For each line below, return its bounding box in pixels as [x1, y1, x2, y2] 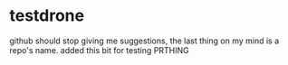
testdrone [9, 5, 84, 26]
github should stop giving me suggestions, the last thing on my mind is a [9, 35, 280, 46]
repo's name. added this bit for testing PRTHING [9, 44, 190, 55]
